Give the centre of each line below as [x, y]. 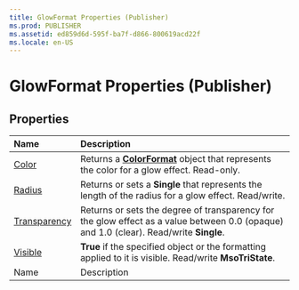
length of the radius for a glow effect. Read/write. [182, 196]
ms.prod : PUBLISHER [45, 26]
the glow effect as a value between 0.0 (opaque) [182, 222]
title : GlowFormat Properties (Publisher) [89, 17]
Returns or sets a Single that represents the [171, 185]
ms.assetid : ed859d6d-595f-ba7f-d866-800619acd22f [105, 34]
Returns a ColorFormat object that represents [175, 159]
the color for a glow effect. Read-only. [160, 170]
